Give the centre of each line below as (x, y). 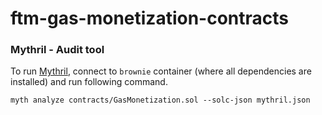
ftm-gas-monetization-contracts (149, 18)
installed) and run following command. (89, 82)
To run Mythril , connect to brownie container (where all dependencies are (161, 71)
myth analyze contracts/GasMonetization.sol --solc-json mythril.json (160, 100)
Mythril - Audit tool (57, 50)
